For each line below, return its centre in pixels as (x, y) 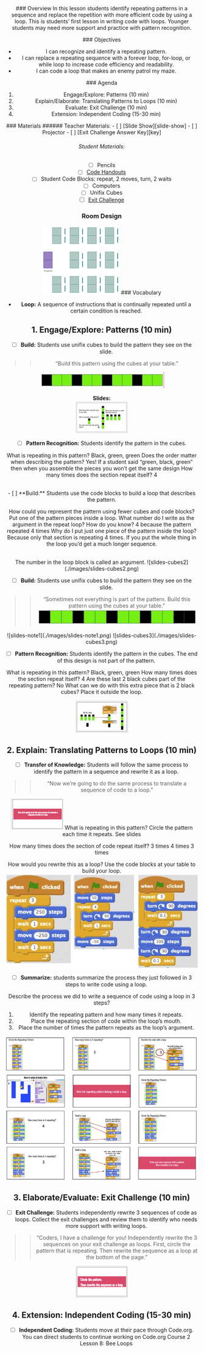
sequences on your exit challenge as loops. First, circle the (117, 1244)
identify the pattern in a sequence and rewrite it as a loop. (106, 772)
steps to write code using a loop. (106, 984)
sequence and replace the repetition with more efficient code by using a (102, 15)
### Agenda (102, 83)
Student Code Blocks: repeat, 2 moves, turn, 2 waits (106, 179)
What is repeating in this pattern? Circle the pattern (128, 828)
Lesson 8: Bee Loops (106, 1343)
